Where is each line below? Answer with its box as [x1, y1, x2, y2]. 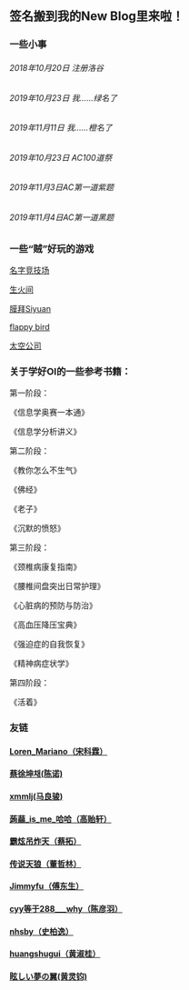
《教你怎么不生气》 [9, 465, 82, 475]
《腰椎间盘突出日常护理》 [9, 581, 105, 592]
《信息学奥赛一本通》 [9, 407, 89, 418]
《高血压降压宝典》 [9, 619, 82, 630]
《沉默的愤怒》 [9, 523, 65, 534]
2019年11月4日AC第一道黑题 [9, 212, 114, 223]
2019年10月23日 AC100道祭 [9, 152, 113, 163]
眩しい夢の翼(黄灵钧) [9, 971, 88, 982]
